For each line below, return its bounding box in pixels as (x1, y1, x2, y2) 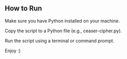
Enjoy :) (5, 47, 21, 53)
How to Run (5, 4, 42, 13)
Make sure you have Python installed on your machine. (5, 17, 120, 24)
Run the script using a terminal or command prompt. (5, 37, 115, 44)
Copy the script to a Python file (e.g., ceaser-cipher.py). (5, 28, 122, 34)
